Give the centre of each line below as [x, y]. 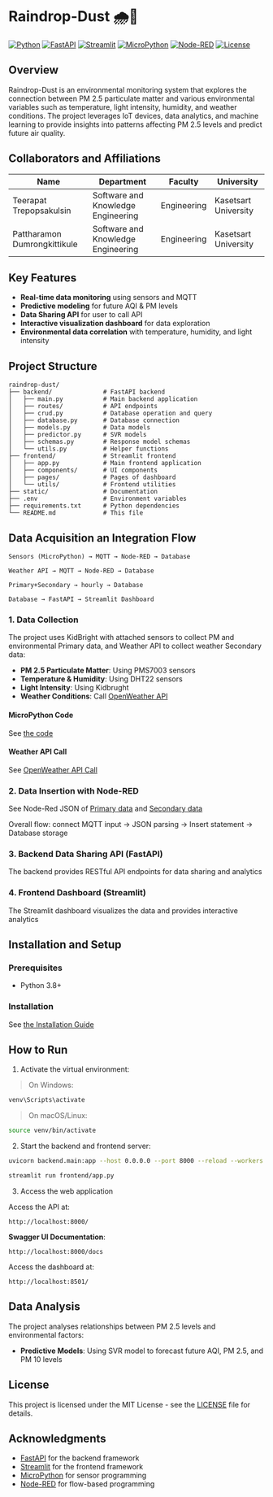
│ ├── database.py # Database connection [94, 420]
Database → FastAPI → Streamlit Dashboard [81, 599]
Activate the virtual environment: [75, 1069]
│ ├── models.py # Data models [80, 428]
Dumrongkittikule [45, 244]
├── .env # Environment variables [97, 499]
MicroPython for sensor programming [83, 1475]
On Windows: [51, 1085]
